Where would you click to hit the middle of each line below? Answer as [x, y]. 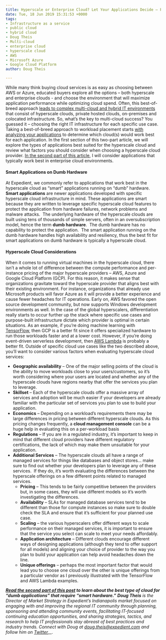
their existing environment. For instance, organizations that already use [78, 289]
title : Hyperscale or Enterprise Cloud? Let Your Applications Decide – [82, 10]
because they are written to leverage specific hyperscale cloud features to [81, 204]
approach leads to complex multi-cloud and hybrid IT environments [87, 108]
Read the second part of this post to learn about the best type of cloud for [83, 590]
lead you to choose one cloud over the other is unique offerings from [90, 570]
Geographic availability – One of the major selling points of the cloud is [85, 366]
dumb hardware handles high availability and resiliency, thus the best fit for [82, 235]
